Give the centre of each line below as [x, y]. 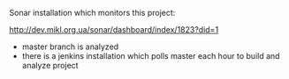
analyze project [50, 65]
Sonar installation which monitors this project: [92, 13]
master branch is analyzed [70, 47]
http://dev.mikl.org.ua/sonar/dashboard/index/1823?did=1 [114, 29]
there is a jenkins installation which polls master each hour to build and [151, 56]
